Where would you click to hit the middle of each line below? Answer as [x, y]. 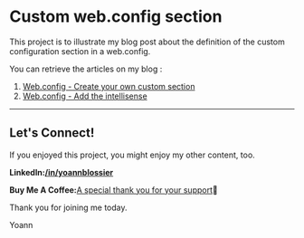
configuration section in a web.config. [80, 51]
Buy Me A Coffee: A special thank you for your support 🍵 [114, 190]
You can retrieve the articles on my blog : [86, 69]
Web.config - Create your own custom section [109, 86]
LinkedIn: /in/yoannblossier [62, 172]
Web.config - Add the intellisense [85, 96]
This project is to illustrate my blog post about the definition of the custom [147, 42]
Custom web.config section [116, 17]
